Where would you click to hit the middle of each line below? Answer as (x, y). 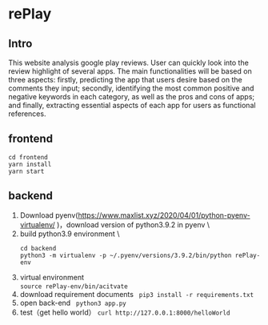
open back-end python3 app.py (73, 303)
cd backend (38, 248)
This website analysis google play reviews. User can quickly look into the (129, 62)
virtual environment (52, 277)
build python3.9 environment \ (70, 234)
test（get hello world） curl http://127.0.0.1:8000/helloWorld (125, 312)
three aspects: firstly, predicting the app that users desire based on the (125, 80)
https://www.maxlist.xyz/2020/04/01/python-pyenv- (164, 215)
